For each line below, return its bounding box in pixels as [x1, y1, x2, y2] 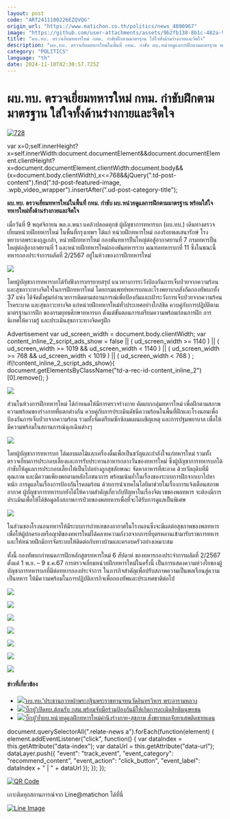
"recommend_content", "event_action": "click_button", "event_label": [7, 756, 201, 764]
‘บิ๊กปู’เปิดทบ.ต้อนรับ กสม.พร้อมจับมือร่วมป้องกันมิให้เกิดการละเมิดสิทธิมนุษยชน [23, 705, 201, 713]
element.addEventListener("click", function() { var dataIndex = [7, 734, 183, 743]
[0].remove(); [7, 373, 44, 381]
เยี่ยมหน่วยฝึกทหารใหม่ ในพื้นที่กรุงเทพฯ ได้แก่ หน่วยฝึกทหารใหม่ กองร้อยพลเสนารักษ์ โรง [7, 227, 209, 236]
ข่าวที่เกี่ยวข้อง [7, 680, 38, 688]
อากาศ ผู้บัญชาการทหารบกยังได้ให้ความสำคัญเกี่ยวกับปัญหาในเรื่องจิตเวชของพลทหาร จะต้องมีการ [7, 488, 222, 496]
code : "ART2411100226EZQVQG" [7, 16, 90, 23]
